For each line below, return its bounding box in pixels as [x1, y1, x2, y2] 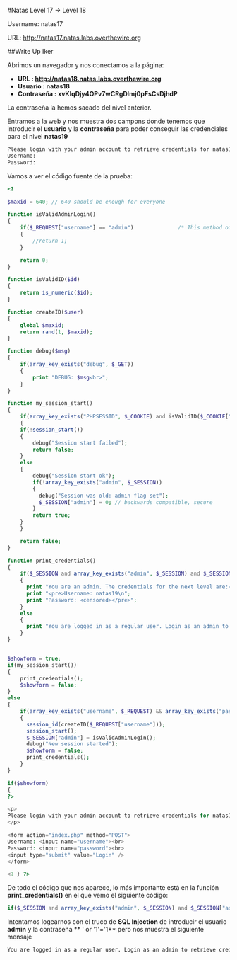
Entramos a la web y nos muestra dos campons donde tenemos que [7, 117, 205, 125]
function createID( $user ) [7, 308, 83, 316]
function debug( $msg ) [7, 348, 71, 355]
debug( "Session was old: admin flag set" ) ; [38, 492, 169, 499]
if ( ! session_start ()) [20, 426, 83, 433]
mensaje [7, 932, 32, 941]
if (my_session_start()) [7, 661, 78, 668]
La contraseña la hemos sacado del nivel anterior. [7, 103, 152, 112]
